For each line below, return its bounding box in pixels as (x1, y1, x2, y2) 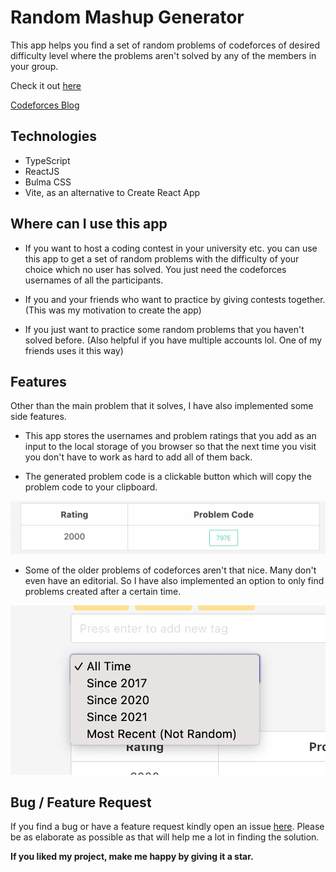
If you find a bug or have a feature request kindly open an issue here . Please (10, 821, 325, 833)
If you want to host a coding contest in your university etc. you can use (24, 242, 318, 254)
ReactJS (24, 165, 60, 177)
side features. (10, 411, 67, 423)
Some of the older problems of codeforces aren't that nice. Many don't (24, 564, 317, 576)
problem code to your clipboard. (24, 481, 158, 493)
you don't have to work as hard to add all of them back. (24, 451, 253, 463)
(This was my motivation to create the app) (24, 304, 202, 316)
